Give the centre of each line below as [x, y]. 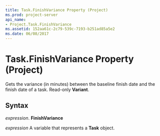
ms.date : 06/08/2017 [27, 34]
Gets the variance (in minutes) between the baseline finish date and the [80, 84]
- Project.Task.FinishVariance [38, 24]
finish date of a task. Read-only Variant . [47, 89]
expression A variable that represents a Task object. [60, 128]
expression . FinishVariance [34, 118]
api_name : [16, 19]
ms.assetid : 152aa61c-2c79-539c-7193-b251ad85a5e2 [60, 29]
